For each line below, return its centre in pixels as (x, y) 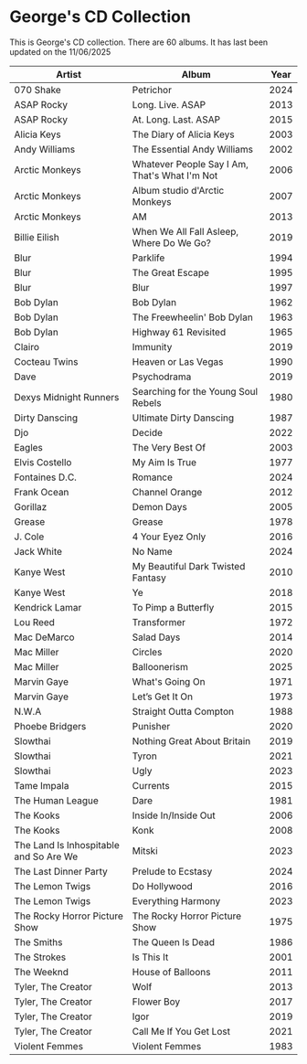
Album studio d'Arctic (178, 190)
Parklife (148, 258)
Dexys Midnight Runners (67, 397)
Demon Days (159, 506)
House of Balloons (171, 972)
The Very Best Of (169, 447)
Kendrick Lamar (48, 607)
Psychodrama (162, 377)
